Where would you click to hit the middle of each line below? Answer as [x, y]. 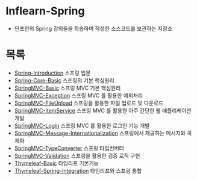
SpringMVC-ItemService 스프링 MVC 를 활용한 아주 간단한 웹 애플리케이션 [103, 110]
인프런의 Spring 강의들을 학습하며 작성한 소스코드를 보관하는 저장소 [93, 28]
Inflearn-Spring [45, 11]
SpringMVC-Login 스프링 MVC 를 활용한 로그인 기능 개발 [82, 125]
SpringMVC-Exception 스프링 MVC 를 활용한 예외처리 [79, 95]
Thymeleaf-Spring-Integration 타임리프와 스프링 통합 [78, 170]
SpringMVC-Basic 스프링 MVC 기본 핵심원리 [67, 88]
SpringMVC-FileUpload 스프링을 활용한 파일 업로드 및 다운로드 [89, 103]
